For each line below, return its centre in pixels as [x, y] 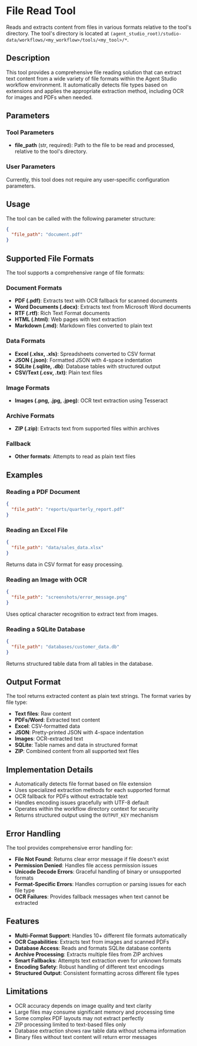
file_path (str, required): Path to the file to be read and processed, [95, 145]
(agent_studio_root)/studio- [146, 34]
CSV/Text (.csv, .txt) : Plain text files [59, 372]
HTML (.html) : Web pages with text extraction [70, 319]
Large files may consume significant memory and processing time [95, 1012]
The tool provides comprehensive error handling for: [69, 847]
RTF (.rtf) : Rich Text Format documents [62, 313]
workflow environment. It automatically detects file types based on [87, 85]
